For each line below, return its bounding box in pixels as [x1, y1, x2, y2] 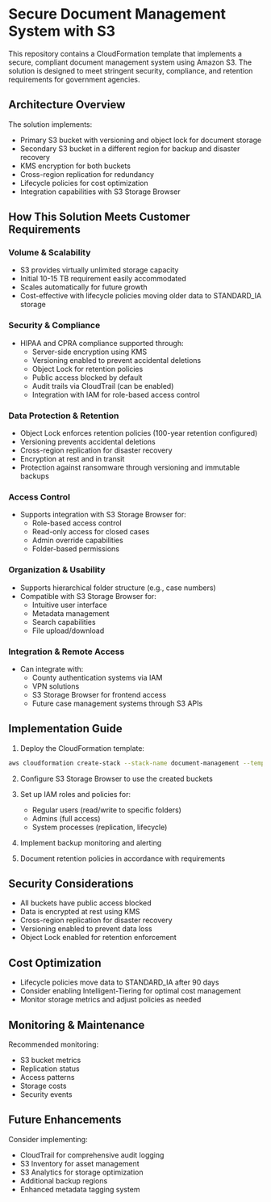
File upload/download [31, 626, 105, 635]
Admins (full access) [31, 813, 101, 823]
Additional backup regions [19, 1175, 108, 1185]
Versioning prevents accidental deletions [19, 437, 156, 447]
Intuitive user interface [31, 600, 107, 609]
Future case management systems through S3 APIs [31, 698, 203, 708]
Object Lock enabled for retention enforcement [19, 933, 177, 943]
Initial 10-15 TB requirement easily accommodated [19, 274, 187, 284]
